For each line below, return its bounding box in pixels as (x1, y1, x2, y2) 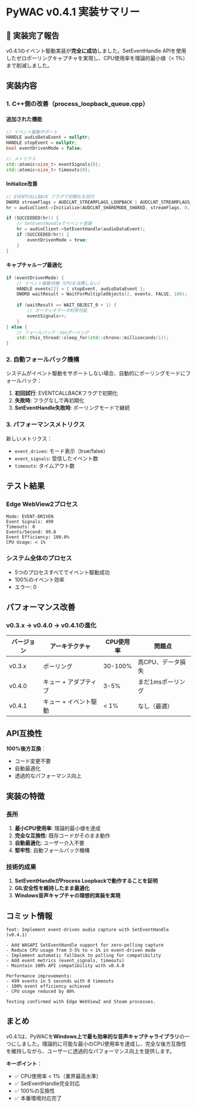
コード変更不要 (14, 757, 51, 764)
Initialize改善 (6, 180, 38, 187)
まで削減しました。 (6, 62, 53, 69)
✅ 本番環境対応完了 (14, 1094, 62, 1102)
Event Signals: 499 (6, 519, 54, 525)
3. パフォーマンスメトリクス (6, 421, 85, 429)
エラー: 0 (14, 583, 37, 591)
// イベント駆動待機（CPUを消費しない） (16, 280, 103, 286)
